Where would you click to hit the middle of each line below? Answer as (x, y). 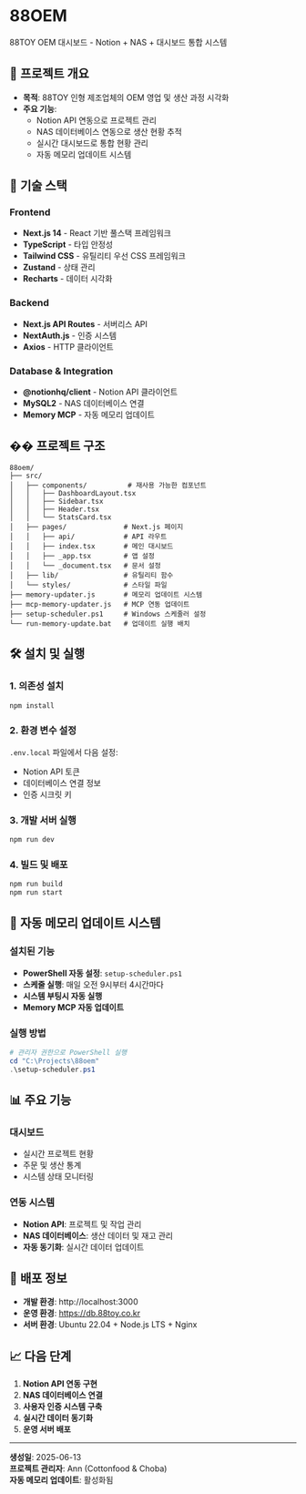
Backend (30, 303)
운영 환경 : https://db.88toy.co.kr (82, 1314)
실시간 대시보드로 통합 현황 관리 (92, 143)
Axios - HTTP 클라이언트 (68, 346)
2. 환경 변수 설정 (43, 731)
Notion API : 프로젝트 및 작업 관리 (82, 1224)
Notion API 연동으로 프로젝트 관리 (97, 120)
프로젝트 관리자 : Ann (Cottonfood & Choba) (88, 1468)
